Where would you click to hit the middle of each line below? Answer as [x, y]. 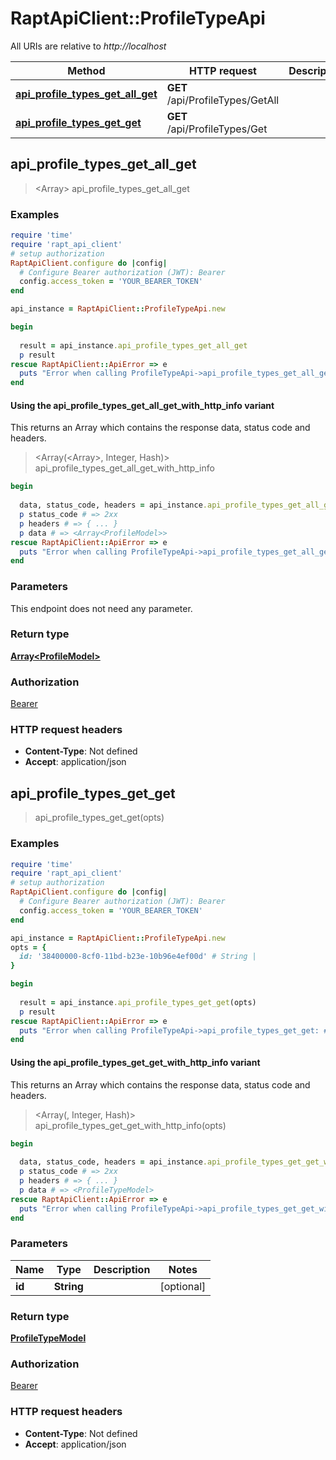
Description [122, 1269]
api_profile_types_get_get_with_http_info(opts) [130, 1125]
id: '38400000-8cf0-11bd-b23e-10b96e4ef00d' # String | [138, 957]
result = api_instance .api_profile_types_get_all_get [133, 345]
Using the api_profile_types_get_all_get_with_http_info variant [142, 405]
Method [86, 70]
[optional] [183, 1286]
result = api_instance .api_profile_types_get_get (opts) [138, 1002]
